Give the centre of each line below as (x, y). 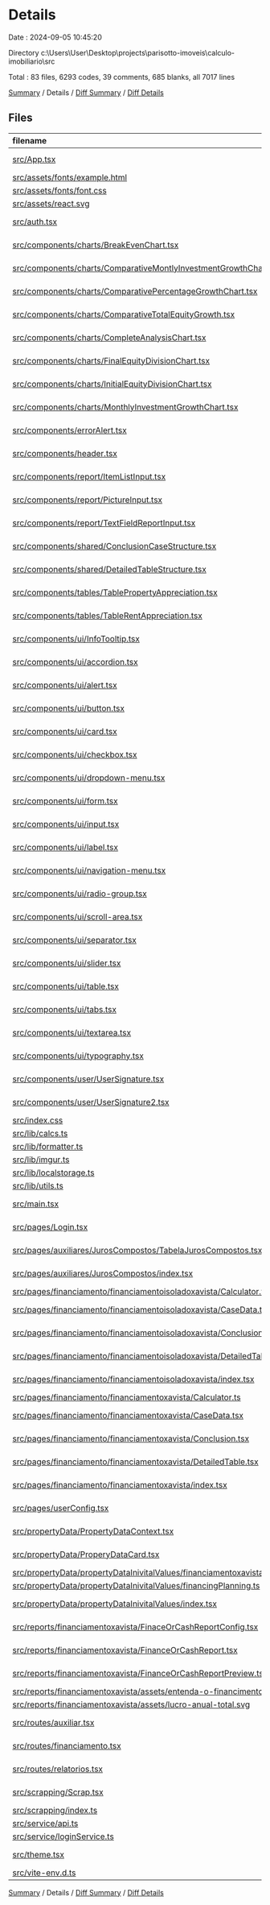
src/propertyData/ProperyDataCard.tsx (86, 1554)
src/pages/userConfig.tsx (61, 1508)
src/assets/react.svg (51, 203)
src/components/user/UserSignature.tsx (88, 1079)
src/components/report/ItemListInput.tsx (89, 476)
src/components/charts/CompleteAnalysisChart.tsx (109, 338)
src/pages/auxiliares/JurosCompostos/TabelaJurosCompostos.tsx (137, 1250)
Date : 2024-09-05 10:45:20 (55, 37)
